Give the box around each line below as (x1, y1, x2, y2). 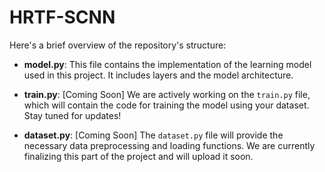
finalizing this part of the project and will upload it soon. (23, 150, 254, 162)
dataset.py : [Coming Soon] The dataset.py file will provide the (23, 129, 284, 141)
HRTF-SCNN (9, 6, 116, 29)
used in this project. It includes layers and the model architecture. (23, 69, 294, 81)
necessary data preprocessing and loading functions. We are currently (23, 139, 316, 151)
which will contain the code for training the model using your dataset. (23, 99, 310, 111)
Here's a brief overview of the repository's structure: (9, 39, 227, 51)
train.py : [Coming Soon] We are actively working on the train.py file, (23, 88, 311, 100)
